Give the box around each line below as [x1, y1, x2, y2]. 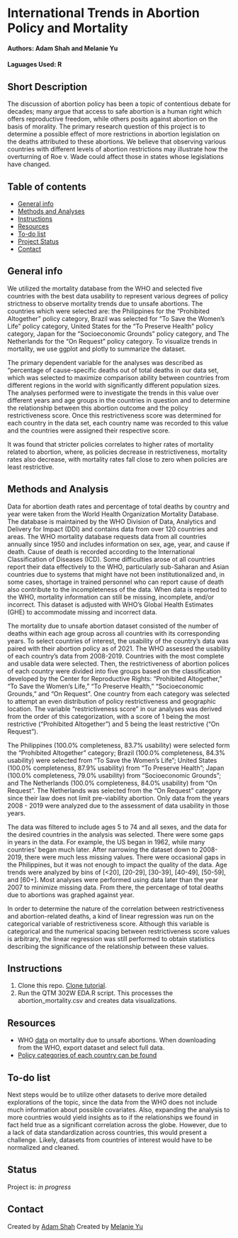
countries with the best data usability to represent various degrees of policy [7, 291, 229, 300]
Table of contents [7, 180, 86, 192]
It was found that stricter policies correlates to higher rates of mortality [7, 440, 214, 448]
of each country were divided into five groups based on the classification [7, 666, 221, 675]
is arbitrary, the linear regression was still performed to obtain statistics [7, 934, 215, 943]
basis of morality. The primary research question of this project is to [7, 122, 205, 131]
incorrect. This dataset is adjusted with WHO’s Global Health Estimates [7, 600, 214, 609]
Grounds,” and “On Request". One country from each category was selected [7, 689, 230, 697]
